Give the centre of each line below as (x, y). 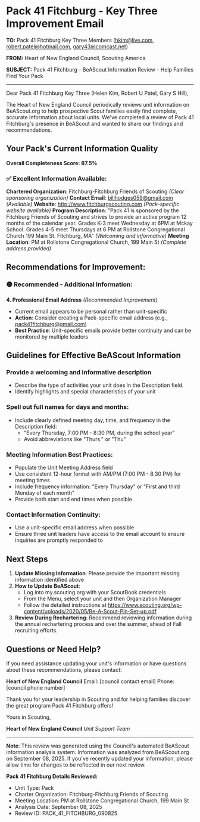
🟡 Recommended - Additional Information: (69, 284)
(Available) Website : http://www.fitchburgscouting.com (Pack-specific (93, 204)
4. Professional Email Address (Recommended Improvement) (82, 300)
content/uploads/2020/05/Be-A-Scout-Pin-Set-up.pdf (90, 612)
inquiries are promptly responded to (59, 540)
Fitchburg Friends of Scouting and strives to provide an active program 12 (96, 217)
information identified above (49, 580)
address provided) (29, 249)
